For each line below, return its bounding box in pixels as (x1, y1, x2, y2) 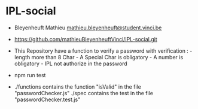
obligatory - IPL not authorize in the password (14, 60, 128, 67)
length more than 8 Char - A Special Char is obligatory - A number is (14, 53, 184, 60)
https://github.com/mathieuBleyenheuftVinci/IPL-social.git (14, 35, 158, 43)
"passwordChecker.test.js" (14, 96, 81, 103)
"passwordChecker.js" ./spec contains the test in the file (14, 89, 154, 96)
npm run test (14, 71, 46, 78)
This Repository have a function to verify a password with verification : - (14, 47, 193, 54)
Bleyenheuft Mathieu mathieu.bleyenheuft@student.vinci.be (14, 24, 162, 31)
